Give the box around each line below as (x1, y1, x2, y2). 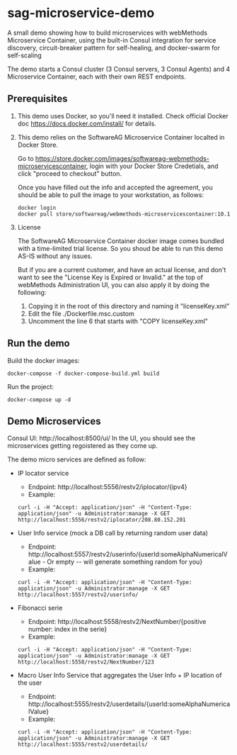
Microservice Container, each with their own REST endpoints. (7, 72, 186, 81)
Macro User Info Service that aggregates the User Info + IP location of (17, 671, 222, 680)
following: (17, 288, 47, 296)
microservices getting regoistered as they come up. (7, 442, 158, 450)
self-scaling (7, 51, 42, 60)
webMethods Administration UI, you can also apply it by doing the (17, 280, 210, 289)
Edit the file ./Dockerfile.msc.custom (28, 309, 134, 318)
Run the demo (7, 337, 71, 349)
